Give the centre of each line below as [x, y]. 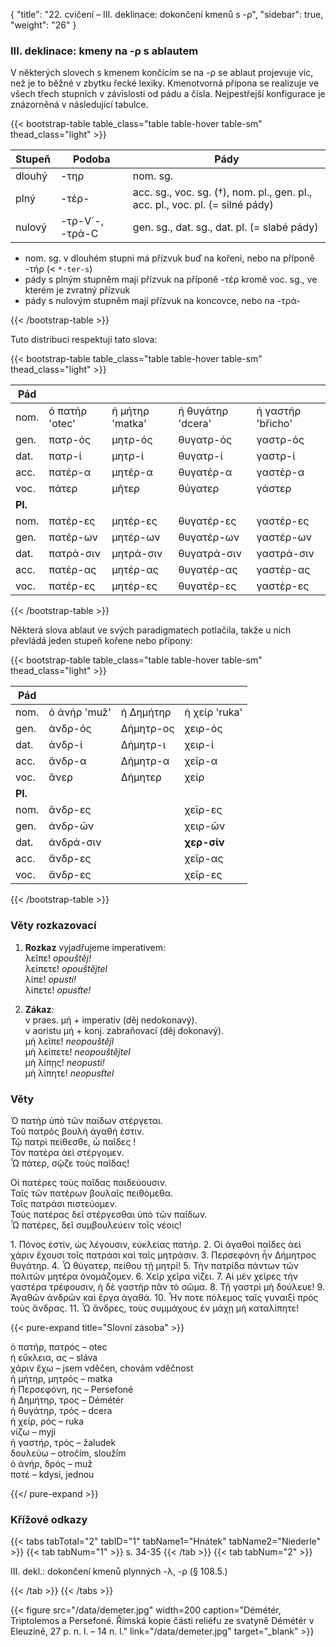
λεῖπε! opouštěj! [58, 958]
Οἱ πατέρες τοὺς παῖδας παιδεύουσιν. [89, 1182]
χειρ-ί [199, 745]
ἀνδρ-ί [65, 745]
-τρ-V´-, [81, 221]
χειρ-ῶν [205, 826]
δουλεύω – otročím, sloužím [68, 1453]
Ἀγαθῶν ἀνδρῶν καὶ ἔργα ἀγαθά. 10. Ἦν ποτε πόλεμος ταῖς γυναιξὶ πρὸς [164, 1297]
